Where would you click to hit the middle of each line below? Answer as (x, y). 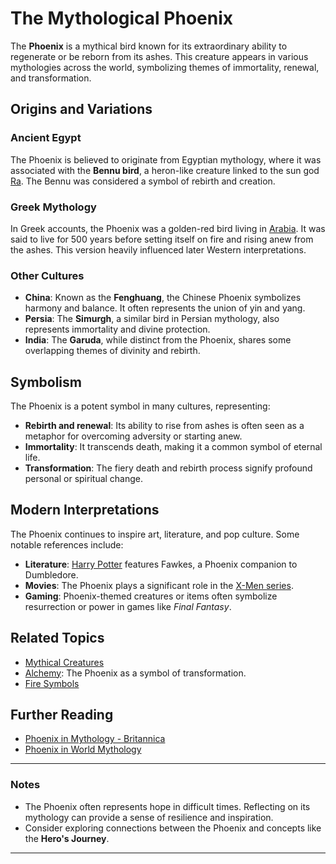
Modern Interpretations (85, 510)
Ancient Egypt (46, 138)
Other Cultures (47, 275)
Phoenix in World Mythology (83, 749)
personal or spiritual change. (84, 479)
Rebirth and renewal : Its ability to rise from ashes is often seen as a (164, 426)
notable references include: (67, 544)
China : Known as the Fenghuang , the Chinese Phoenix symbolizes (163, 298)
